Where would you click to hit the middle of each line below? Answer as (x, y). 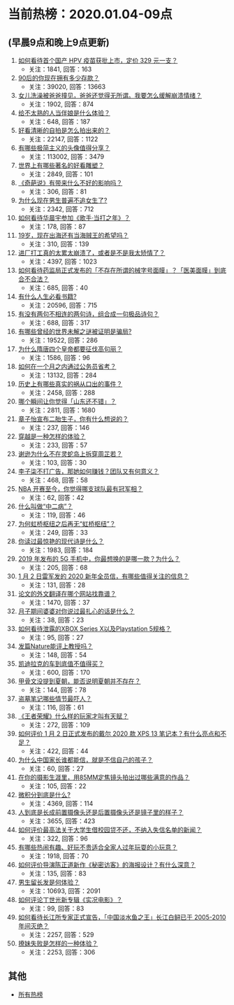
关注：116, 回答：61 (56, 707)
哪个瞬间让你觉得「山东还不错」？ (67, 401)
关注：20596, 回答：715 (63, 305)
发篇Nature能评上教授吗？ (56, 646)
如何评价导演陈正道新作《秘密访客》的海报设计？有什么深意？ (107, 865)
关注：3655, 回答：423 (62, 821)
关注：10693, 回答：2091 (64, 891)
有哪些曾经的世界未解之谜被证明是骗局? (75, 332)
